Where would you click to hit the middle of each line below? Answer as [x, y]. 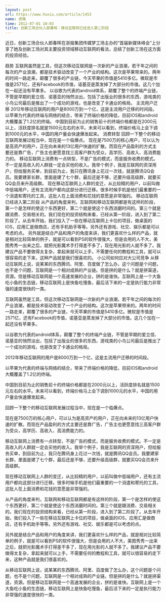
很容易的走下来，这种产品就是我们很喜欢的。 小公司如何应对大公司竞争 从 [80, 258]
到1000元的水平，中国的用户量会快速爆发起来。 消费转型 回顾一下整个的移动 [83, 134]
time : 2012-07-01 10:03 [30, 24]
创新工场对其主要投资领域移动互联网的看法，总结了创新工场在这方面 [91, 49]
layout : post [19, 10]
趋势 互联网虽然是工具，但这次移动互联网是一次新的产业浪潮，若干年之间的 [82, 66]
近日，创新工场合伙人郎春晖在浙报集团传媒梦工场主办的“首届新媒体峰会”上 [81, 43]
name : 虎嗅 [16, 19]
